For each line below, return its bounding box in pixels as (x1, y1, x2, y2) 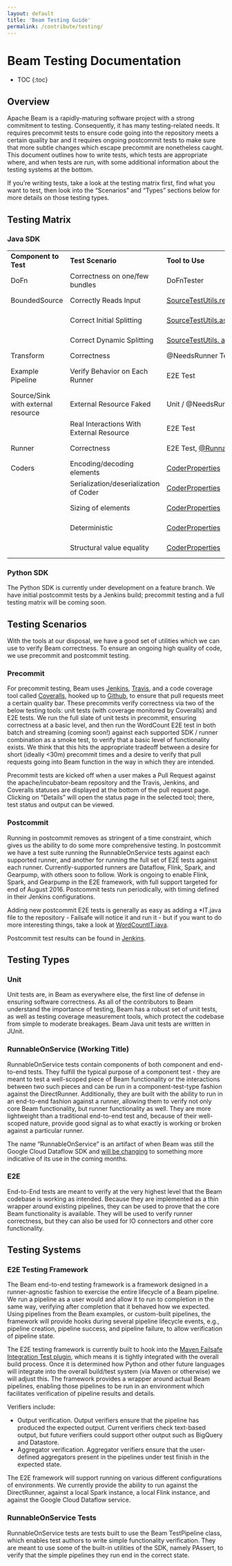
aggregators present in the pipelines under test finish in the (41, 1453, 209, 1462)
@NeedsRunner (166, 351, 218, 360)
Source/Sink (10, 390, 50, 400)
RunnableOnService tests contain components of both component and (7, 1060, 209, 1069)
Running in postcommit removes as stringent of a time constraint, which (7, 833, 212, 842)
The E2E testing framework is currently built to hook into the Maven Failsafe (7, 1345, 223, 1354)
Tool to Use (166, 255, 205, 265)
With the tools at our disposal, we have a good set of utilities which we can (7, 636, 220, 645)
